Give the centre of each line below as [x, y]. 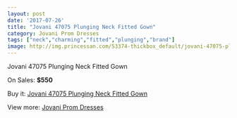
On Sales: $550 [30, 80]
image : [17, 46]
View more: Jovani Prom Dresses [55, 107]
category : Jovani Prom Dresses [53, 33]
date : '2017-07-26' [36, 20]
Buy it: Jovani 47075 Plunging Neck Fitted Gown [78, 93]
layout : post [26, 14]
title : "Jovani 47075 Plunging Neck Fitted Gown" [82, 27]
